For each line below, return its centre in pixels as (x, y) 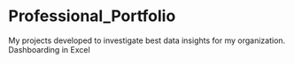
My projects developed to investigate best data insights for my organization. (147, 40)
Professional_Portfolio (92, 16)
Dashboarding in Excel (49, 49)
